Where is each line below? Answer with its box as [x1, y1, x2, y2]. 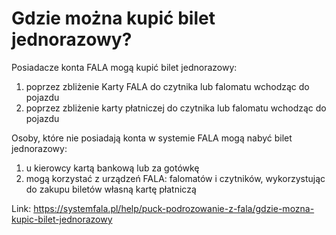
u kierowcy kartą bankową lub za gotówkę [25, 162, 200, 174]
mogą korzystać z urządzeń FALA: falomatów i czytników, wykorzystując [25, 172, 326, 184]
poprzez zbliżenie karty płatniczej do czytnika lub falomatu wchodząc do [25, 102, 327, 114]
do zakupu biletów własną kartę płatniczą [25, 183, 197, 195]
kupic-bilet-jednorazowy [11, 213, 113, 225]
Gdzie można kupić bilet [11, 7, 216, 30]
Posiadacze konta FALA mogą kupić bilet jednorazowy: [11, 61, 238, 73]
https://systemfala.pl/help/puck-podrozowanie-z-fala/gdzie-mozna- [33, 202, 315, 214]
